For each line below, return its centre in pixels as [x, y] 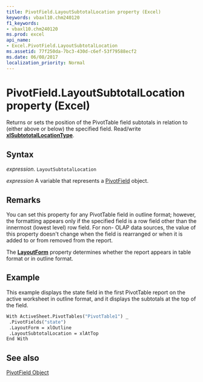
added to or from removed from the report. [60, 240]
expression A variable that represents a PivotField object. [78, 181]
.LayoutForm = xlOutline [40, 328]
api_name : [19, 40]
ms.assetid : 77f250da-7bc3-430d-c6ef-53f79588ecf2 [72, 52]
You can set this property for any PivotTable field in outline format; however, [101, 215]
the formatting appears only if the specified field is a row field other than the [101, 221]
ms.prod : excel [25, 35]
